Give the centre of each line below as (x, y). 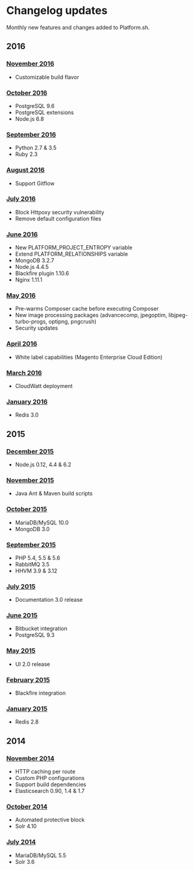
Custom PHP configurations (50, 778)
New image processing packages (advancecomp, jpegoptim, (91, 315)
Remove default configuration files (58, 219)
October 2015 (27, 509)
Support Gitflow (35, 183)
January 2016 (27, 401)
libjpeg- (178, 315)
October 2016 (27, 93)
